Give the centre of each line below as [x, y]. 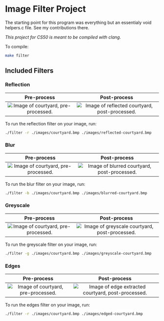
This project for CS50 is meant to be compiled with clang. [63, 37]
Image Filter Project [46, 9]
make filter [17, 55]
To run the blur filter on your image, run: [45, 184]
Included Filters [29, 71]
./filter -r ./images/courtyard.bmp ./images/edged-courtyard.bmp [74, 314]
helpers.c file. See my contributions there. [47, 27]
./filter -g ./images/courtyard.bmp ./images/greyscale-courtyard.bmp [78, 253]
